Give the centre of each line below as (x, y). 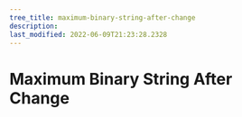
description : (34, 26)
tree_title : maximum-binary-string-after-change (102, 18)
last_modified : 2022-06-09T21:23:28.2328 (88, 34)
